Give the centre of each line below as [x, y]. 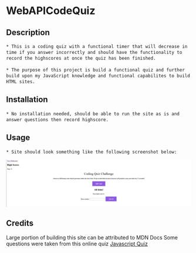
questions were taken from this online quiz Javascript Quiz [77, 244]
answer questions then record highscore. [58, 119]
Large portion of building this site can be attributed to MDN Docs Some [92, 237]
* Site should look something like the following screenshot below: [92, 152]
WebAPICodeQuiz [51, 11]
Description [28, 33]
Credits [20, 223]
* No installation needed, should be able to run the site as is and [93, 114]
